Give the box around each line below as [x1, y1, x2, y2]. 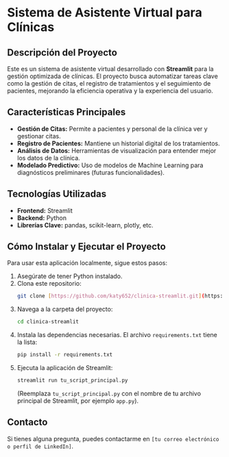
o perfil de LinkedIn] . [7, 442, 74, 450]
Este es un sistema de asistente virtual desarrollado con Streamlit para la [7, 65, 214, 73]
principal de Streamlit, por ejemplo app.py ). [16, 396, 139, 405]
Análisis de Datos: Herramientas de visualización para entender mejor [16, 146, 217, 155]
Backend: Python [16, 214, 67, 222]
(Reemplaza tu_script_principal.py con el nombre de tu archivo [16, 389, 201, 397]
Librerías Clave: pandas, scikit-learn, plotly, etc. [16, 221, 154, 229]
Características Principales [7, 106, 126, 118]
